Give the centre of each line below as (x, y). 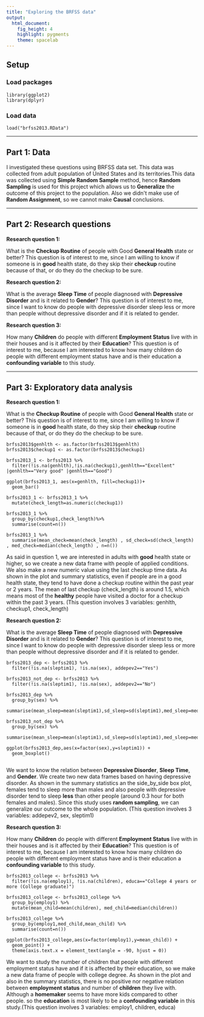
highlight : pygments (43, 35)
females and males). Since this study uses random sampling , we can (93, 803)
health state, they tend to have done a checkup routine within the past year (100, 583)
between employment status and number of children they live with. (92, 988)
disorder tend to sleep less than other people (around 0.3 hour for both (95, 796)
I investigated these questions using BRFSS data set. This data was (90, 167)
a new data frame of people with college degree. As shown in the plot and (99, 975)
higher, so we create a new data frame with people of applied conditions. (98, 563)
